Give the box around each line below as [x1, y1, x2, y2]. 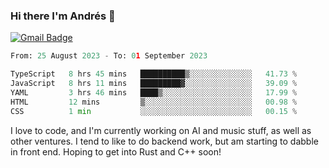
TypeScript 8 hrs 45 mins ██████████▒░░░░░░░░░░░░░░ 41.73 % [10, 69, 298, 79]
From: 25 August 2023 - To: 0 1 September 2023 [10, 51, 208, 61]
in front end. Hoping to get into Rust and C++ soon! [10, 145, 222, 158]
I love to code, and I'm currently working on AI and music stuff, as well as [10, 124, 312, 136]
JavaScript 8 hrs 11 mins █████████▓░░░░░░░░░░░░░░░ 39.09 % [10, 79, 298, 89]
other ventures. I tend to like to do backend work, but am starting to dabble [10, 135, 319, 147]
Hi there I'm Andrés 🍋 [10, 9, 116, 23]
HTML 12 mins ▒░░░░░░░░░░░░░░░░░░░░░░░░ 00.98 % [10, 97, 298, 107]
